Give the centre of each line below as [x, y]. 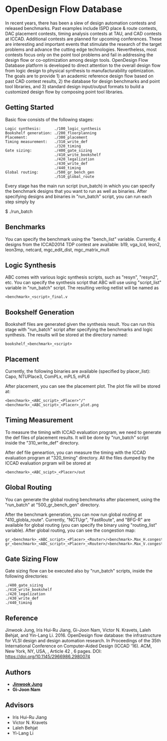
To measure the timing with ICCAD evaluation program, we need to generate [83, 432]
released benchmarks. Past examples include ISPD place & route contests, [81, 28]
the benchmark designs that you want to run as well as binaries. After [76, 191]
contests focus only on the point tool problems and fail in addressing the [79, 55]
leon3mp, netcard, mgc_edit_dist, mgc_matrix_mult [57, 250]
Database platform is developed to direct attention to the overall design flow [83, 65]
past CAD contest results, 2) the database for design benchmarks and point [83, 81]
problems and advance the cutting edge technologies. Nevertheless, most [81, 49]
